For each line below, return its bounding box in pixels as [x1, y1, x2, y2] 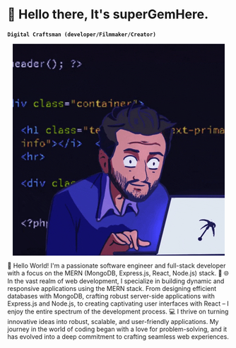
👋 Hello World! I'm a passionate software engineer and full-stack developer [7, 261, 226, 270]
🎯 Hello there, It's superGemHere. [7, 6, 209, 23]
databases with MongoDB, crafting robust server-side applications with [7, 292, 216, 300]
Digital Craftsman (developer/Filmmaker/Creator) [7, 31, 157, 38]
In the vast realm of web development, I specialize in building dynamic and [7, 277, 225, 285]
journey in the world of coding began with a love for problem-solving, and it [7, 325, 228, 333]
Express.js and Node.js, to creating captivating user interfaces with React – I [7, 299, 230, 308]
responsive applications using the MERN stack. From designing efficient [7, 284, 217, 292]
